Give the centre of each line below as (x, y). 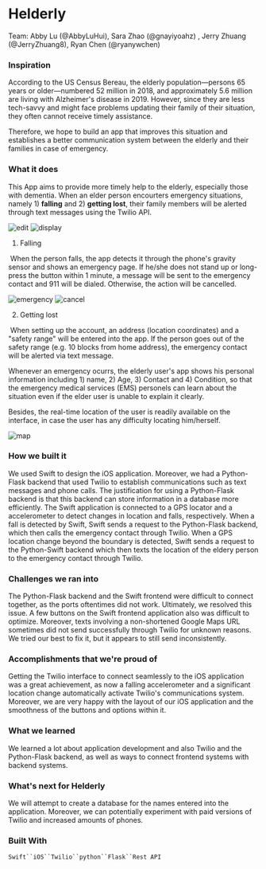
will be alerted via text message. (61, 355)
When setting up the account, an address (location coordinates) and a (125, 330)
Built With (28, 840)
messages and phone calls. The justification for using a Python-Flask (121, 490)
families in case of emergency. (58, 149)
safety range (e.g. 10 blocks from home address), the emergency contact (128, 346)
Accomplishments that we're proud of (83, 660)
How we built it (38, 456)
